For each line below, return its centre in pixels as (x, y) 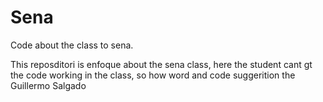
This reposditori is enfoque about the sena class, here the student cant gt (161, 64)
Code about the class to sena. (72, 45)
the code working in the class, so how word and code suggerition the (153, 75)
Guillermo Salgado (48, 85)
